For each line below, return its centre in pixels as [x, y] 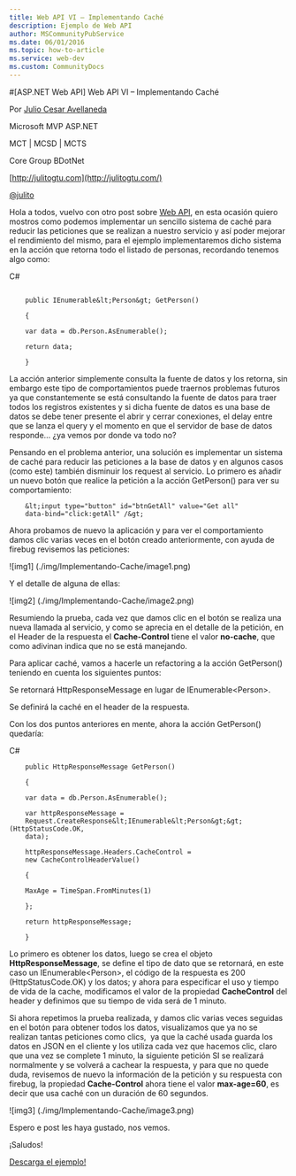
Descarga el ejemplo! [48, 1162]
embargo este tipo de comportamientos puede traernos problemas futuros [145, 388]
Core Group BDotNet [47, 160]
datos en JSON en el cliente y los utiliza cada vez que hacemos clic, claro [143, 1046]
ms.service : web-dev [47, 58]
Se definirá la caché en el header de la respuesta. [99, 707]
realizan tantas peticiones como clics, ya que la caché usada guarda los [141, 1036]
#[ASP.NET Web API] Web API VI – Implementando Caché [114, 92]
